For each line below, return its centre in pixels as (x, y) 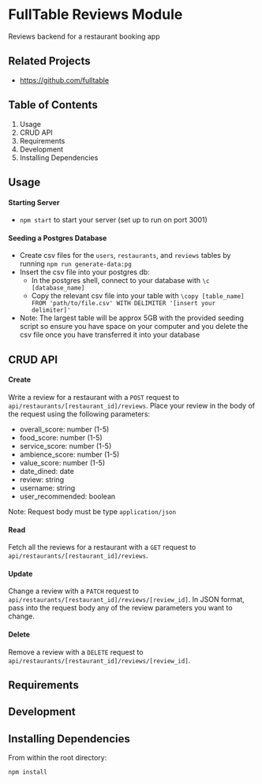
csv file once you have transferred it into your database (110, 335)
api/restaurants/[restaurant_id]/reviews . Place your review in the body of (131, 405)
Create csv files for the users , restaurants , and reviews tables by (125, 256)
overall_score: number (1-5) (64, 429)
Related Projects (49, 61)
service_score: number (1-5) (65, 446)
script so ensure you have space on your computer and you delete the (134, 327)
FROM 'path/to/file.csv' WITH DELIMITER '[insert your (123, 304)
